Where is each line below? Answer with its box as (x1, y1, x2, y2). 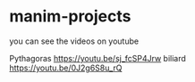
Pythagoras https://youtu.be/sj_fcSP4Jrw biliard (9, 53, 186, 63)
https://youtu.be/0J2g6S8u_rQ (9, 62, 123, 73)
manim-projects (9, 6, 131, 27)
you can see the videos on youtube (9, 36, 140, 46)
